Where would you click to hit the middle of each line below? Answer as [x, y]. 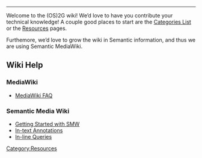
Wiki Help [25, 65]
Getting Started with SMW [47, 124]
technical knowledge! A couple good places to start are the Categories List [99, 22]
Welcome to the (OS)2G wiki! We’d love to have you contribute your [90, 15]
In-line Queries [33, 136]
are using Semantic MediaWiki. [44, 46]
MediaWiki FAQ [34, 95]
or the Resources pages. [37, 28]
